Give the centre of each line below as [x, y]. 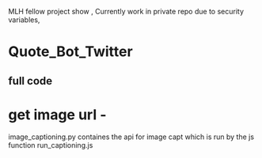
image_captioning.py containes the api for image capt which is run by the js [131, 137]
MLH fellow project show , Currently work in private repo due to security [126, 11]
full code [30, 81]
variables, [24, 20]
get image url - [57, 115]
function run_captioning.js [51, 145]
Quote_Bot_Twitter [70, 52]
